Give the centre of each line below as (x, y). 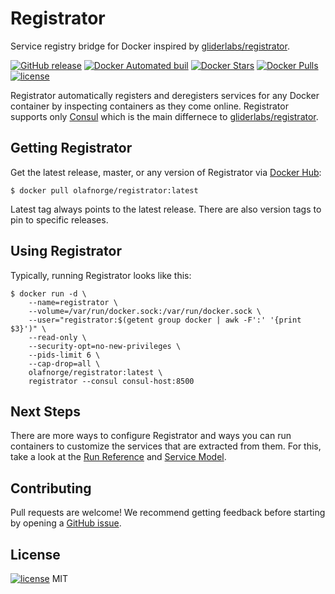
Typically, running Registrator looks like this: (101, 275)
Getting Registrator (71, 148)
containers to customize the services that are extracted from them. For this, (166, 446)
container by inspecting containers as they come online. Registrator (149, 106)
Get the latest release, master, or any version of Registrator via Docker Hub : (166, 172)
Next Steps (45, 411)
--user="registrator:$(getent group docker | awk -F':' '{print (165, 320)
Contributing (51, 488)
